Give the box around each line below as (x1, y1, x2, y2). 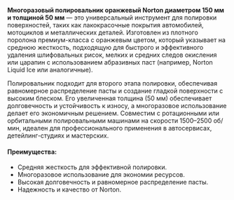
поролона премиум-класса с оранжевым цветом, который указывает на (7, 36, 226, 44)
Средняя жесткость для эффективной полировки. (17, 163, 167, 171)
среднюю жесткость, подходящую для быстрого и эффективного (7, 44, 204, 51)
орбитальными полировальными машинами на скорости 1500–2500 (7, 116, 212, 125)
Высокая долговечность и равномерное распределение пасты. (17, 178, 209, 187)
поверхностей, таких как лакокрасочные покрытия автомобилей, (7, 21, 205, 29)
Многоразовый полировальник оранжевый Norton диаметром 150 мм (7, 6, 224, 14)
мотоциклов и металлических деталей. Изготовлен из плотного (7, 28, 198, 36)
